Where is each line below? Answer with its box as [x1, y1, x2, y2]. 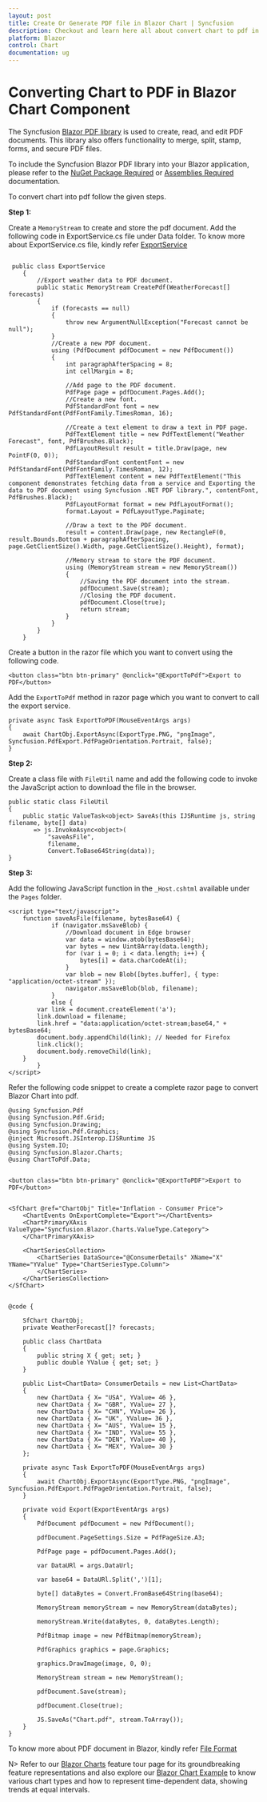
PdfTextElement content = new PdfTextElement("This [65, 472, 241, 480]
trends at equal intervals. [8, 1784, 90, 1794]
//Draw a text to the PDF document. [65, 521, 188, 529]
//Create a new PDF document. [50, 339, 152, 347]
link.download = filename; [37, 1012, 127, 1020]
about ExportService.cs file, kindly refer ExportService [8, 239, 188, 249]
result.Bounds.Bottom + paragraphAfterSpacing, [8, 535, 170, 543]
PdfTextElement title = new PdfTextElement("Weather [65, 430, 245, 438]
